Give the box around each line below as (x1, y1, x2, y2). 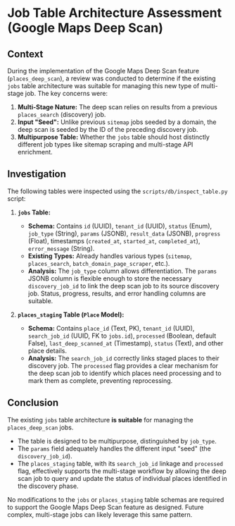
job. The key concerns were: (25, 90, 108, 97)
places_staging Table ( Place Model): (17, 310, 125, 319)
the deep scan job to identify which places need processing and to (27, 369, 222, 377)
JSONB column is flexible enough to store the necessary (27, 274, 192, 283)
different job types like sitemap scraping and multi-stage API (17, 140, 193, 149)
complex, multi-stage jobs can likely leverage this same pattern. (7, 510, 193, 519)
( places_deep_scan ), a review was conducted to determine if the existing (7, 74, 216, 82)
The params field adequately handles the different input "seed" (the (17, 444, 211, 453)
